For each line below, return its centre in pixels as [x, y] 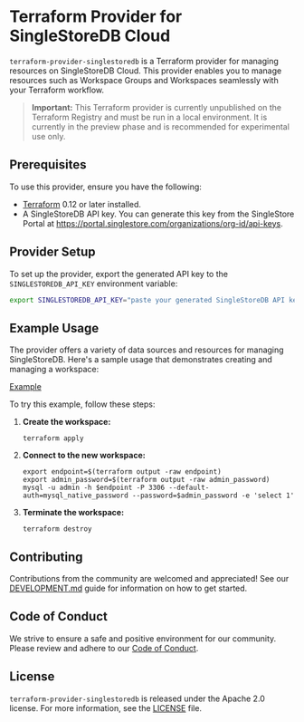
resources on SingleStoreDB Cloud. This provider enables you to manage [146, 71]
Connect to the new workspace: [84, 456]
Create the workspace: [66, 422]
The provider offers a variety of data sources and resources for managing [147, 350]
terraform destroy [57, 529]
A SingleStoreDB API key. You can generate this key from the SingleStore [158, 214]
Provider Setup [52, 252]
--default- [189, 488]
